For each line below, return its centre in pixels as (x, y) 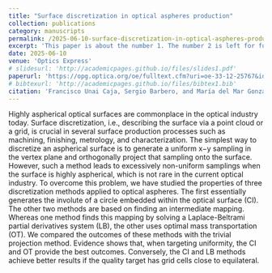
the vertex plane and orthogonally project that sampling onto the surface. (130, 157)
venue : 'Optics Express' (50, 62)
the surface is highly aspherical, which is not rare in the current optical (126, 174)
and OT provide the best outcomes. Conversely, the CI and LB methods (127, 252)
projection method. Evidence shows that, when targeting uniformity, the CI (132, 243)
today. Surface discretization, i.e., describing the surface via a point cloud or (136, 123)
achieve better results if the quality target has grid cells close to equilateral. (134, 261)
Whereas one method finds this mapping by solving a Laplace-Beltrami (127, 218)
